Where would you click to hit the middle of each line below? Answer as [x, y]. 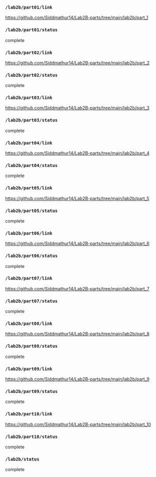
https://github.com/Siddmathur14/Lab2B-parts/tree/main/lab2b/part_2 [77, 62]
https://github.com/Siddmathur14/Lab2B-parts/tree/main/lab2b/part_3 [77, 108]
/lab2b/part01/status [31, 30]
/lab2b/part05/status [31, 210]
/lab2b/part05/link [29, 188]
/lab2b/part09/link [29, 369]
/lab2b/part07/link [29, 278]
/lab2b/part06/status [31, 256]
